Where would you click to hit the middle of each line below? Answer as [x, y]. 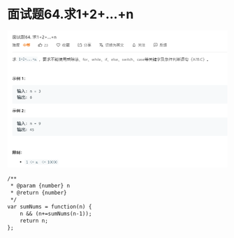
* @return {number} [39, 192]
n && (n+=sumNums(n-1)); [56, 213]
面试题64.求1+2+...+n [71, 14]
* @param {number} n [40, 185]
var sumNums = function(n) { [50, 206]
